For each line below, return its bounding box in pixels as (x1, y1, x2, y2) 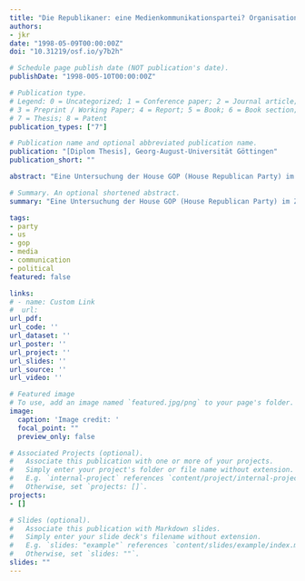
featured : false (9, 272, 71, 282)
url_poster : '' (9, 339, 67, 348)
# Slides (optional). (9, 516, 92, 525)
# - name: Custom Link (9, 297, 95, 306)
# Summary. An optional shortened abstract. (9, 188, 181, 197)
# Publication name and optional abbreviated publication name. (9, 138, 258, 148)
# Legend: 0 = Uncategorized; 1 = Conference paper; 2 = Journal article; (9, 96, 299, 105)
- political (9, 264, 54, 273)
